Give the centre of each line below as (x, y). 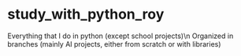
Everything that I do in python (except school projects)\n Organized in (120, 36)
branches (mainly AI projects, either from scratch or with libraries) (114, 44)
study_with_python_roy (86, 14)
